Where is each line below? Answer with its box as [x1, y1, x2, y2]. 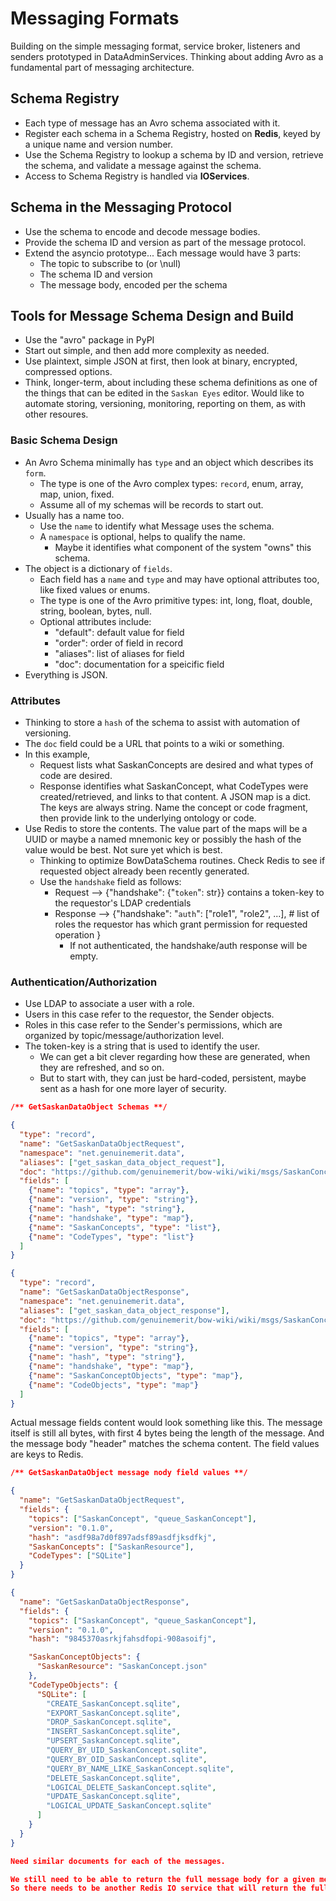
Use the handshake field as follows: [39, 875, 182, 887]
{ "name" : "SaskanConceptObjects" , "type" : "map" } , [28, 1370, 244, 1381]
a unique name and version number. [24, 138, 174, 150]
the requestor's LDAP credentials [54, 897, 192, 909]
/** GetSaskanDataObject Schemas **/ [10, 1102, 168, 1112]
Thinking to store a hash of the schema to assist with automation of [24, 716, 301, 728]
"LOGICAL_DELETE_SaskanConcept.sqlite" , [46, 1782, 217, 1792]
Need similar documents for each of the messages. [10, 1856, 226, 1866]
